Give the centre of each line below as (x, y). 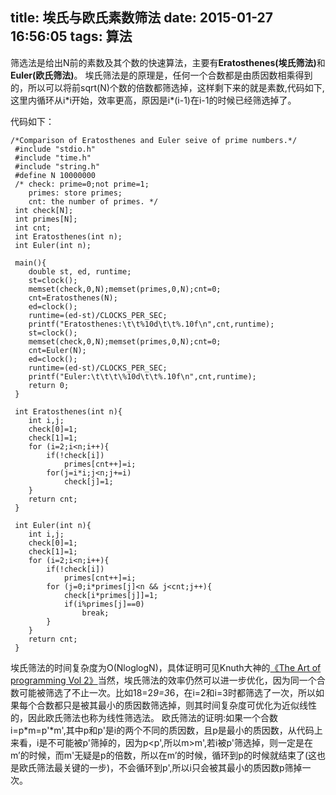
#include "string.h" (57, 166)
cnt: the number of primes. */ (93, 201)
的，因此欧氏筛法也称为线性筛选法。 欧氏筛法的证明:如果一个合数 (144, 717)
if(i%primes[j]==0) (104, 604)
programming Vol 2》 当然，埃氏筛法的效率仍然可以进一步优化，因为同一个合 (168, 680)
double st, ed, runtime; (80, 271)
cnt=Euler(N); (57, 350)
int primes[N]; (46, 219)
